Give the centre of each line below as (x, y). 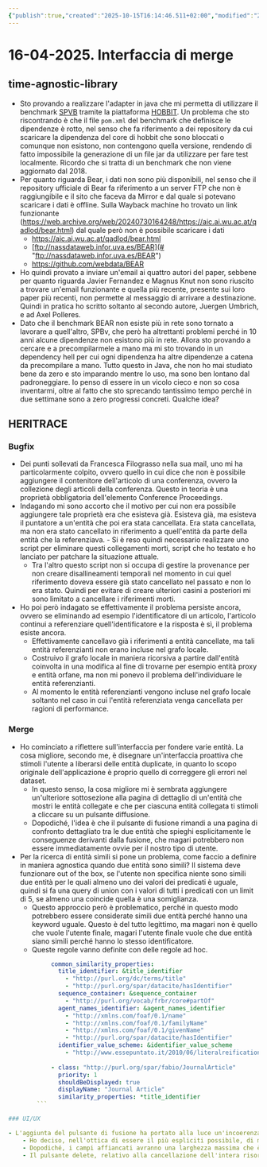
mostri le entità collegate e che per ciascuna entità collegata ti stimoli (145, 806)
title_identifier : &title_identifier (120, 971)
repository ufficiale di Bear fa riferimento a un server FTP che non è (130, 188)
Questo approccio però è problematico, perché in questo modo (135, 907)
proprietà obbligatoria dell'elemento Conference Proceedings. (121, 498)
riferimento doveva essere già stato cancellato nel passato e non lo (141, 582)
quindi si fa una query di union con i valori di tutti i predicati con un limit (137, 890)
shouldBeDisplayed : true (99, 1082)
